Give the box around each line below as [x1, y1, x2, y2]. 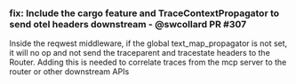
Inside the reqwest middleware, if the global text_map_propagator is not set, [9, 38, 288, 49]
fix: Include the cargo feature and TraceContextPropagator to [9, 7, 280, 19]
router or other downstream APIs [9, 66, 130, 77]
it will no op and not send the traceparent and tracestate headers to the [9, 48, 271, 58]
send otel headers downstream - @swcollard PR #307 [9, 18, 247, 30]
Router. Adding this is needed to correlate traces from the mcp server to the [9, 57, 287, 68]
